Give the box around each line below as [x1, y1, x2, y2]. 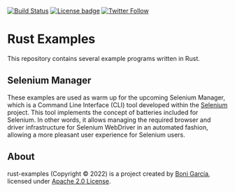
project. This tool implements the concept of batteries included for [7, 108, 199, 116]
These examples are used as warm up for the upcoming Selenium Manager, [7, 93, 226, 102]
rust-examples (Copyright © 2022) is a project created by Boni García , [7, 169, 211, 178]
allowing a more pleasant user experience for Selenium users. [7, 130, 185, 139]
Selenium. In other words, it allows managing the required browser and [7, 116, 211, 124]
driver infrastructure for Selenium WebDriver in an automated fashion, [7, 123, 208, 131]
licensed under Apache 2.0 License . [7, 177, 111, 185]
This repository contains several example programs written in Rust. [7, 54, 201, 62]
